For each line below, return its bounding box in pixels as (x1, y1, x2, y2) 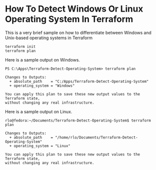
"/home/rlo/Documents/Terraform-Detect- (55, 135, 138, 140)
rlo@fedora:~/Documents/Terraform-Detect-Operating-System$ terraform (5, 118, 151, 123)
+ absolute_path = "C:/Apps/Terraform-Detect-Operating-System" (9, 79, 149, 84)
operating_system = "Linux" (14, 143, 70, 148)
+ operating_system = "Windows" (9, 83, 75, 88)
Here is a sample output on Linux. (5, 108, 72, 114)
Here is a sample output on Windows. (5, 57, 80, 62)
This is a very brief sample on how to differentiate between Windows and (5, 30, 152, 35)
